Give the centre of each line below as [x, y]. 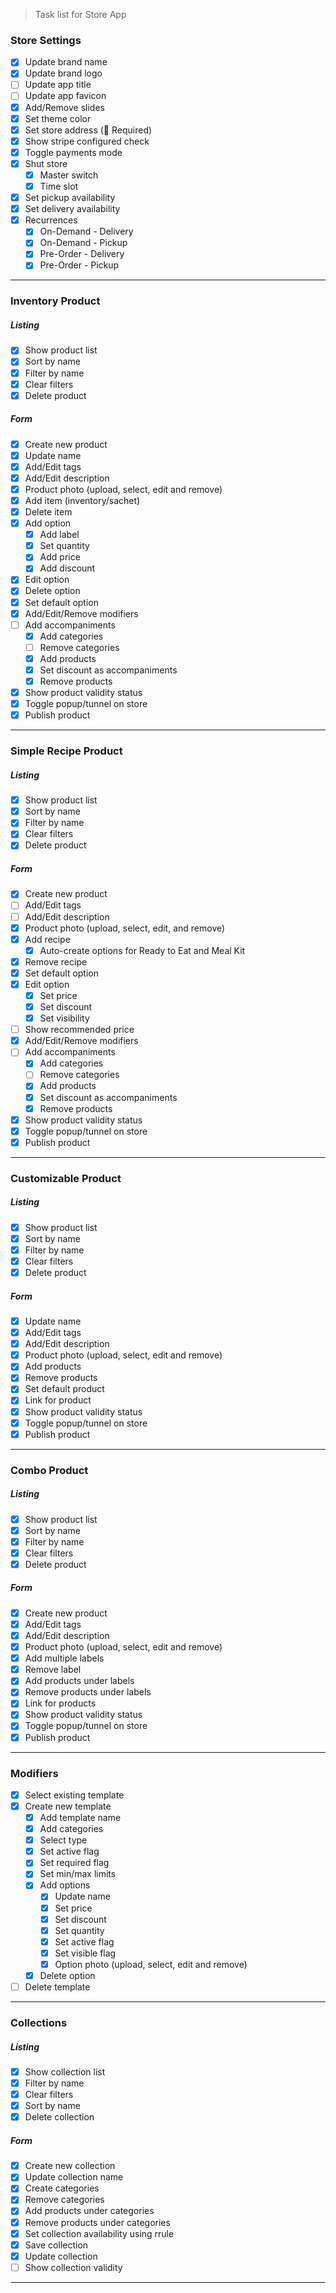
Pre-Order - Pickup [79, 265]
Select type [63, 1840]
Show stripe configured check [87, 141]
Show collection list [65, 2071]
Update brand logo [63, 73]
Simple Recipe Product [66, 751]
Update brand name [66, 62]
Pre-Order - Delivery [82, 254]
